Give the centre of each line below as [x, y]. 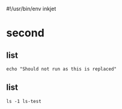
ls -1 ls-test [24, 101]
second [26, 33]
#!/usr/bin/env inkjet [31, 9]
